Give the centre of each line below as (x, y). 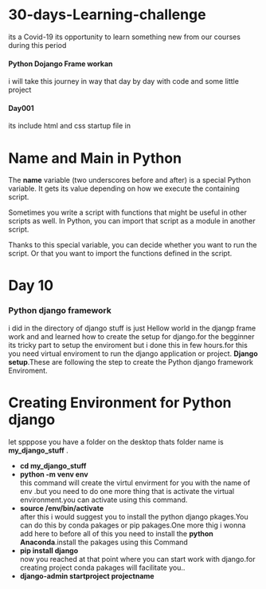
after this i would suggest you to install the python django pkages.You (134, 516)
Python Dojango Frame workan (61, 63)
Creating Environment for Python (120, 403)
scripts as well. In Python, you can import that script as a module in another (132, 221)
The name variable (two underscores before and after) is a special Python (129, 180)
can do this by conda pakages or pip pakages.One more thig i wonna (133, 525)
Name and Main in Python (95, 158)
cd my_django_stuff (53, 465)
